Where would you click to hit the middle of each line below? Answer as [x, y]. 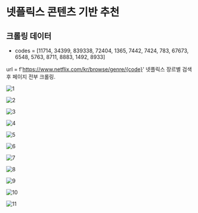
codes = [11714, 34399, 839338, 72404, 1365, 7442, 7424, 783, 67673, [102, 51]
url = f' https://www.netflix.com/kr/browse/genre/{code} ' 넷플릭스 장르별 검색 [99, 69]
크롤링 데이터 [29, 36]
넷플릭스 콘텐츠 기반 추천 [63, 12]
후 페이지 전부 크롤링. [31, 77]
